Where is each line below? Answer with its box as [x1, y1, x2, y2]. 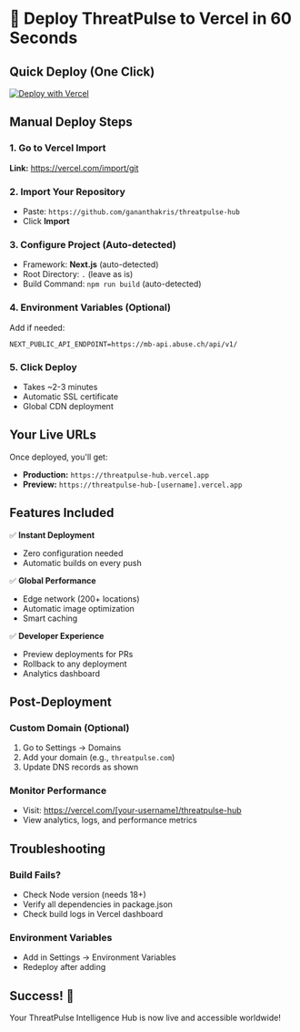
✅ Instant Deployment [9, 529, 95, 541]
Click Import [22, 215, 70, 226]
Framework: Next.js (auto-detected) [22, 259, 159, 270]
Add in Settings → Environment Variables [22, 952, 176, 963]
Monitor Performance [9, 784, 107, 797]
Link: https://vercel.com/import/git [9, 162, 139, 173]
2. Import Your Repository [9, 185, 125, 198]
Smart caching [22, 613, 78, 624]
